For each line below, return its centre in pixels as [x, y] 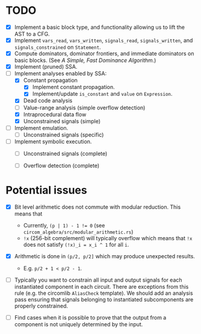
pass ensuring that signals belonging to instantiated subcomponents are [104, 300]
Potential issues [47, 190]
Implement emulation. [41, 128]
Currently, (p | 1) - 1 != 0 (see [64, 225]
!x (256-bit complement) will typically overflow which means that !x [108, 238]
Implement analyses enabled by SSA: [60, 73]
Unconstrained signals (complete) [65, 153]
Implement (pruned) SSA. [46, 67]
